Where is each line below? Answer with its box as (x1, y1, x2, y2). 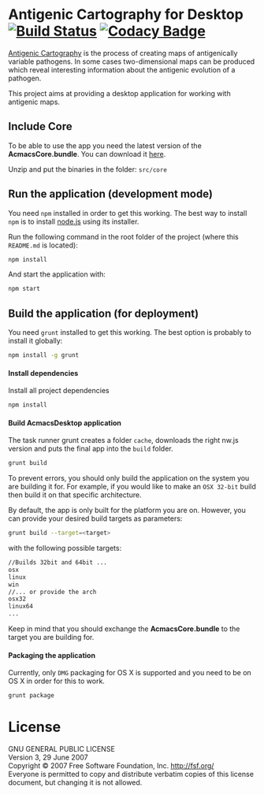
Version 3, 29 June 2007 (8, 752, 88, 762)
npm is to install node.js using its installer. (8, 217, 139, 226)
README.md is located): (8, 240, 79, 250)
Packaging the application (8, 650, 96, 659)
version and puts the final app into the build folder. (8, 444, 173, 454)
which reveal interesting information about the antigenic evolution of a (8, 65, 236, 74)
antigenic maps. (8, 97, 61, 106)
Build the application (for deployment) (8, 306, 199, 320)
